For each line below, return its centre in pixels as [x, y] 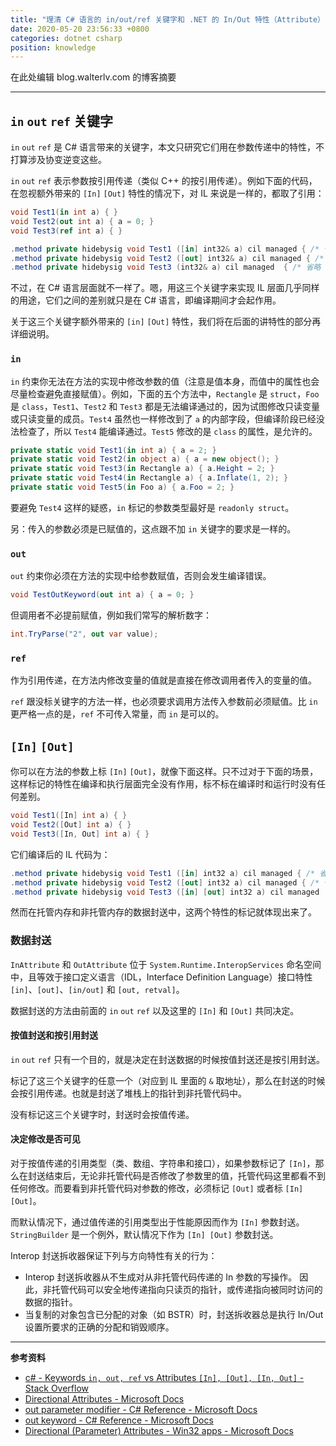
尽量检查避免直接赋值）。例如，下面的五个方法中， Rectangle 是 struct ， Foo [165, 393]
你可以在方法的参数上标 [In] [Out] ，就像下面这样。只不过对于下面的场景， [164, 772]
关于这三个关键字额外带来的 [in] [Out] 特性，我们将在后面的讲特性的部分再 [166, 322]
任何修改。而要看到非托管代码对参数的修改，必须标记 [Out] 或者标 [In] [157, 1188]
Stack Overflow [57, 1388]
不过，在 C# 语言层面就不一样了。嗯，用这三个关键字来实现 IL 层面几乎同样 [165, 288]
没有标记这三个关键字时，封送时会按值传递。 [102, 1114]
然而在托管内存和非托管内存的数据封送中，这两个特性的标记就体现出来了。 [163, 912]
